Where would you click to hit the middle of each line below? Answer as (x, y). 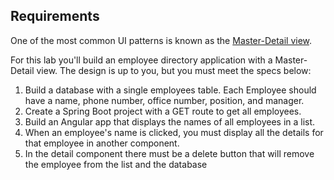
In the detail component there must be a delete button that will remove (169, 153)
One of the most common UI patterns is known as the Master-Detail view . (161, 40)
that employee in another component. (102, 143)
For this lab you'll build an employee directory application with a (141, 60)
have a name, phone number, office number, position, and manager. (164, 100)
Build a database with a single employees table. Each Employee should (170, 90)
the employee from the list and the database (116, 164)
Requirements (55, 16)
